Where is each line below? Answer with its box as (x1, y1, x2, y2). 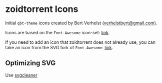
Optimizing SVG (5, 59, 56, 68)
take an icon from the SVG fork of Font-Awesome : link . (5, 44, 113, 50)
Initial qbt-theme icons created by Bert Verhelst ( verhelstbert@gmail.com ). (5, 20, 157, 26)
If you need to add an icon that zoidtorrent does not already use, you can (5, 39, 156, 45)
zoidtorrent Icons (5, 3, 78, 15)
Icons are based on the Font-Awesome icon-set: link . (5, 29, 110, 35)
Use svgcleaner (5, 72, 37, 78)
